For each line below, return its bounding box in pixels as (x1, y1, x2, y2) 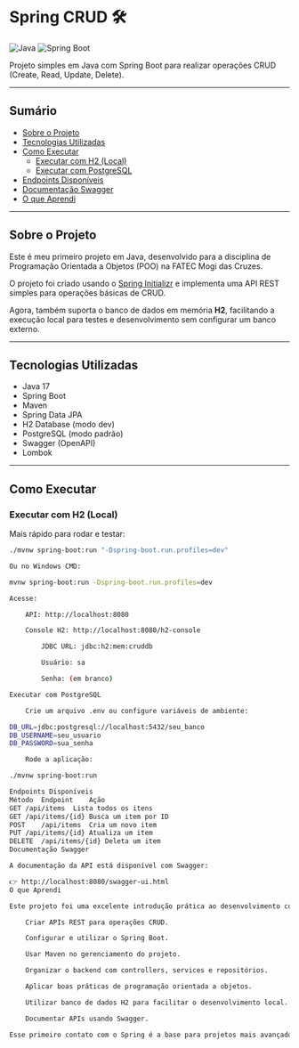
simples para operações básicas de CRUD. (9, 287, 166, 298)
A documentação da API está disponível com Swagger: (9, 861, 209, 871)
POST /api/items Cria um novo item (9, 820, 158, 829)
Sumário (9, 103, 58, 118)
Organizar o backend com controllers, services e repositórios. (25, 966, 269, 975)
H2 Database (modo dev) (21, 419, 116, 430)
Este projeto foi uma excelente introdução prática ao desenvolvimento (9, 901, 280, 911)
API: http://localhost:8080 (25, 610, 129, 619)
